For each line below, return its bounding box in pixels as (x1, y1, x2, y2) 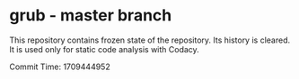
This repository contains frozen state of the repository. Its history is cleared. (9, 35, 290, 45)
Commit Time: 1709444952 (9, 61, 110, 72)
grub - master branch (9, 5, 172, 26)
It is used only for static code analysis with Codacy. (9, 43, 199, 54)
